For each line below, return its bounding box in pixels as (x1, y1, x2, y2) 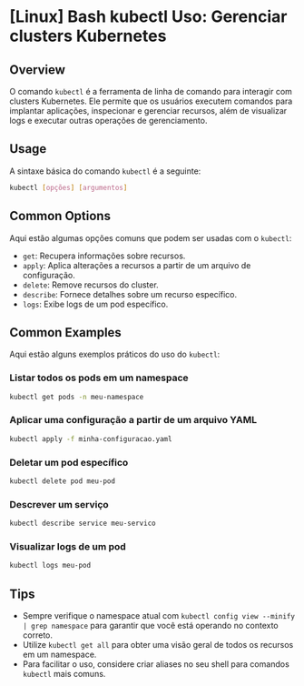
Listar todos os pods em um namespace (9, 371, 189, 384)
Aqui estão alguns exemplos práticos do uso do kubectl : (9, 348, 221, 360)
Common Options (9, 208, 112, 224)
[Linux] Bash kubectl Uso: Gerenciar (9, 6, 288, 27)
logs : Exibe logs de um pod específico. (22, 298, 169, 309)
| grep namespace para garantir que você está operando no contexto (22, 620, 279, 631)
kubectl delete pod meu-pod (9, 476, 116, 486)
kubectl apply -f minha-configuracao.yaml (9, 434, 172, 443)
